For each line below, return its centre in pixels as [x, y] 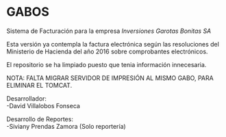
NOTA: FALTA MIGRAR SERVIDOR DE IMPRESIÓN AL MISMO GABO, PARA [110, 78]
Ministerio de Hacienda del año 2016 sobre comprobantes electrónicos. [107, 51]
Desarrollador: [27, 98]
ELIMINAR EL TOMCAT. [39, 85]
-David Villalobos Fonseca [43, 105]
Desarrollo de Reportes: [40, 119]
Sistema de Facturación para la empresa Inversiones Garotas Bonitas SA [109, 31]
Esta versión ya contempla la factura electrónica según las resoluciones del [113, 44]
